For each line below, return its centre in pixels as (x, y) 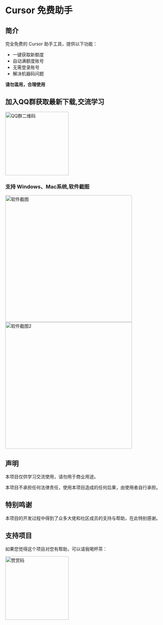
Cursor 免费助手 (39, 10)
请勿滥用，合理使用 (25, 84)
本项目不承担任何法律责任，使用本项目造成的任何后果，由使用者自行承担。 (83, 487)
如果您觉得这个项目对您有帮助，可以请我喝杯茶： (56, 549)
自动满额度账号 (28, 61)
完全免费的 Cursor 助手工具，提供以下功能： (51, 44)
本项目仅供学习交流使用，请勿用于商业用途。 (52, 476)
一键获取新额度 (28, 55)
